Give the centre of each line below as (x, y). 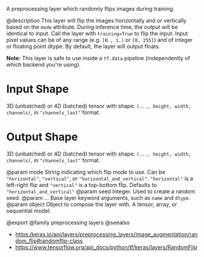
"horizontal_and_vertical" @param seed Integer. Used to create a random (101, 191)
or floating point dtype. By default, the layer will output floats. (83, 46)
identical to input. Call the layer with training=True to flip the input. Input (97, 33)
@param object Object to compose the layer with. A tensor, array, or (92, 204)
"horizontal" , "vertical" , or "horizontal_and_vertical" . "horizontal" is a (100, 178)
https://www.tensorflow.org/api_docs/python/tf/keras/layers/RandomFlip (106, 247)
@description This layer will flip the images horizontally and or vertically (97, 20)
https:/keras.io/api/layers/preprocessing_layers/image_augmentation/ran (106, 234)
